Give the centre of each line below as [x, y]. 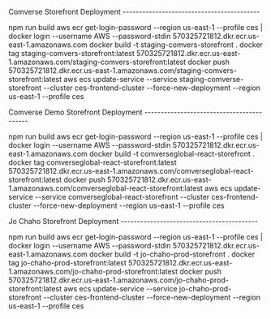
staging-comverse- [211, 79]
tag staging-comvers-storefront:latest [72, 53]
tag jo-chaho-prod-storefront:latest [68, 263]
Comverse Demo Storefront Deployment [75, 112]
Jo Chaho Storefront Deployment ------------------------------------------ [133, 221]
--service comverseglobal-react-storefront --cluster [123, 197]
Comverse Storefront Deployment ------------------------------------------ [134, 12]
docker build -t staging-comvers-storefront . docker [176, 45]
